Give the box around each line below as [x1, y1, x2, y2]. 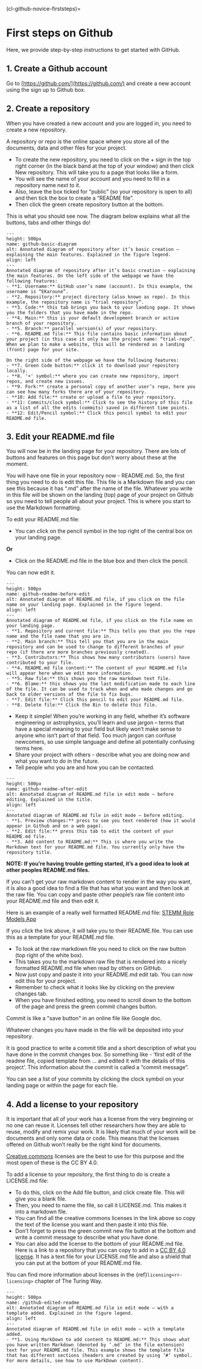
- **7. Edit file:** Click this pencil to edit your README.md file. [6, 697, 185, 703]
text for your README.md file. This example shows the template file [6, 1347, 185, 1353]
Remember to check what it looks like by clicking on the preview [14, 983, 175, 991]
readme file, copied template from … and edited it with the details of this [6, 1057, 186, 1064]
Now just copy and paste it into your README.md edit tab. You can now [14, 971, 193, 978]
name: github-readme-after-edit [6, 786, 87, 792]
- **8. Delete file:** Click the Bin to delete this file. [6, 702, 158, 708]
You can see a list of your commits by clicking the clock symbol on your [6, 1075, 185, 1082]
